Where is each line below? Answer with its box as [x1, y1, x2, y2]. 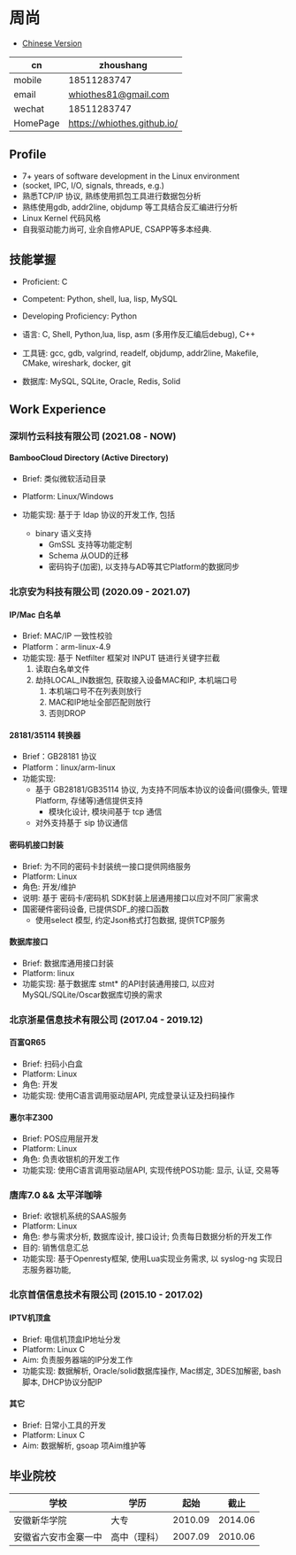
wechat [13, 103, 44, 115]
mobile [13, 73, 42, 86]
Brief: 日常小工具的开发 [21, 1420, 107, 1430]
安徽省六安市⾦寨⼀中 [13, 1530, 103, 1543]
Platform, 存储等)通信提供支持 [34, 796, 144, 806]
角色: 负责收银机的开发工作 [21, 1154, 120, 1165]
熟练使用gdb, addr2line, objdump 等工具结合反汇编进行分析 [21, 201, 239, 212]
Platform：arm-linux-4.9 [21, 642, 111, 652]
